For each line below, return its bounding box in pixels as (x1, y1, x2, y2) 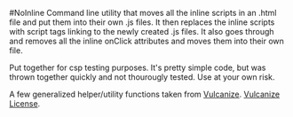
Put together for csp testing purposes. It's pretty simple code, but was (9, 62, 266, 73)
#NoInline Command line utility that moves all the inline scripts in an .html (9, 8, 277, 18)
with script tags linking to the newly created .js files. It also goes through (9, 27, 274, 36)
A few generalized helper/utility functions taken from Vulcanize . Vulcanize (9, 89, 281, 99)
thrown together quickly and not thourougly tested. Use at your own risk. (9, 72, 275, 82)
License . (9, 98, 41, 109)
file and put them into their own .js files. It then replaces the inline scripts (9, 17, 275, 27)
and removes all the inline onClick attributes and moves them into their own (9, 35, 284, 46)
